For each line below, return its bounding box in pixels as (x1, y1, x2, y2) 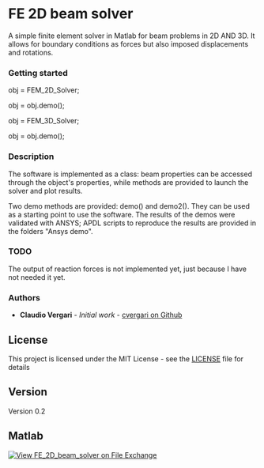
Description (8, 151, 55, 162)
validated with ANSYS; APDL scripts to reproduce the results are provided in (8, 218, 257, 228)
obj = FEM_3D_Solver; (8, 116, 80, 126)
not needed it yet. (8, 272, 66, 281)
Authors (8, 292, 41, 303)
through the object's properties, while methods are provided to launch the (8, 177, 249, 187)
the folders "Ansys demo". (8, 226, 93, 236)
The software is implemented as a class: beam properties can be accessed (8, 169, 253, 179)
